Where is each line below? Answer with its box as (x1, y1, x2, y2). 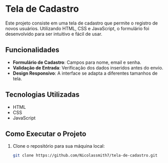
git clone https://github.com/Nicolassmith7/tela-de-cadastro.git (12, 153, 158, 158)
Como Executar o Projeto (5, 129, 87, 138)
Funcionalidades (5, 45, 60, 54)
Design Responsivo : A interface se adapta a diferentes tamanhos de (12, 70, 158, 76)
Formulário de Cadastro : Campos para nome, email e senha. (12, 59, 142, 65)
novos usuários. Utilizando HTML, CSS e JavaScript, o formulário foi (5, 25, 150, 31)
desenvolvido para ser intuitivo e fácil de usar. (5, 31, 102, 37)
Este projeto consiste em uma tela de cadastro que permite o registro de (5, 20, 158, 26)
